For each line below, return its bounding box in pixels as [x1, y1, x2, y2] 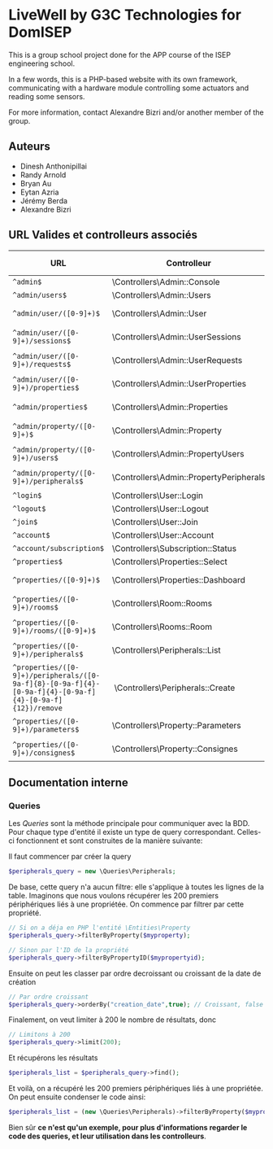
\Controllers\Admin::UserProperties [112, 378, 246, 389]
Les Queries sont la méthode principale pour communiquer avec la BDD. [8, 819, 250, 828]
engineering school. [8, 59, 76, 68]
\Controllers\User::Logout [112, 503, 209, 514]
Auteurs [8, 140, 51, 154]
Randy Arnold [19, 169, 67, 180]
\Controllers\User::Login [112, 490, 203, 501]
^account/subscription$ [12, 544, 105, 553]
